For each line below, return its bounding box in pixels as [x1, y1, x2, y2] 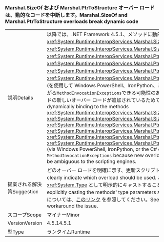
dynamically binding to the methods [47, 103, 129, 110]
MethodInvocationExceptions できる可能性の [57, 89, 156, 96]
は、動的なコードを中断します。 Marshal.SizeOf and [5, 11, 128, 18]
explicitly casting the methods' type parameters [47, 189, 156, 196]
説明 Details [7, 94, 33, 101]
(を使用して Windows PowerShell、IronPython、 [47, 82, 158, 89]
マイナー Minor [47, 211, 80, 218]
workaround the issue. [47, 202, 99, 209]
